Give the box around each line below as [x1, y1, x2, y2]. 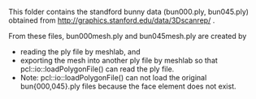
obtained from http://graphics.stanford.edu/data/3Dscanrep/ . [8, 15, 215, 25]
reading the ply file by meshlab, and [20, 47, 141, 56]
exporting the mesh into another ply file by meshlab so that [20, 56, 218, 65]
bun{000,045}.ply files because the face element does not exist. [20, 81, 237, 91]
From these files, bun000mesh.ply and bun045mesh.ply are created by [8, 32, 247, 41]
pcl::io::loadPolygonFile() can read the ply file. [20, 64, 175, 74]
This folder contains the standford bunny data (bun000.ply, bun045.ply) [8, 7, 249, 16]
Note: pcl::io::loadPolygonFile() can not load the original [20, 73, 207, 82]
